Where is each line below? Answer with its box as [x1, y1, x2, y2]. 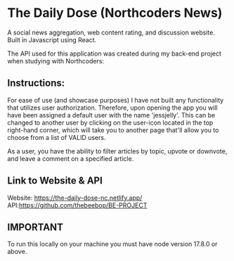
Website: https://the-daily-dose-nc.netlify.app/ [7, 193, 143, 202]
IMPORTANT [7, 221, 63, 233]
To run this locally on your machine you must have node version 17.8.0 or [7, 240, 218, 248]
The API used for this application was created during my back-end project [7, 49, 221, 58]
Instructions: [7, 77, 65, 89]
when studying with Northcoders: [7, 56, 104, 65]
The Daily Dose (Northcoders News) [7, 5, 223, 21]
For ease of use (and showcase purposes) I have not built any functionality [7, 96, 224, 104]
